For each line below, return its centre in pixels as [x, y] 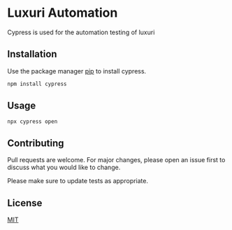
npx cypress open [32, 122]
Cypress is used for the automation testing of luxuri [81, 32]
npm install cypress [37, 84]
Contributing [36, 143]
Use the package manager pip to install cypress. [77, 71]
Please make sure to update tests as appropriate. [78, 181]
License [25, 203]
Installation [32, 54]
